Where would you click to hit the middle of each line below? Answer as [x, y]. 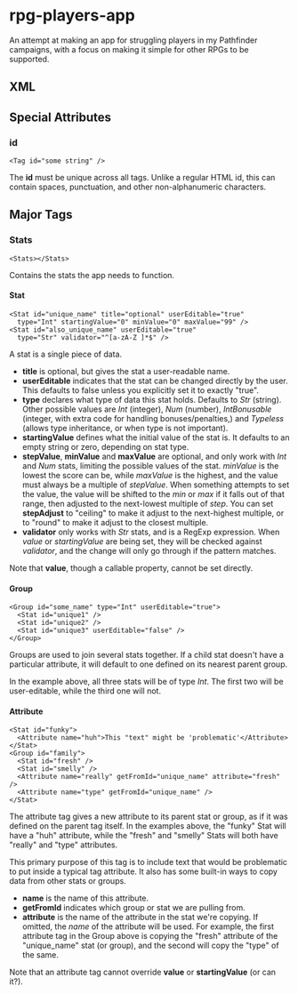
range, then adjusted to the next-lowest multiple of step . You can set [148, 503]
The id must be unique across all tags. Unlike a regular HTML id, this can [142, 178]
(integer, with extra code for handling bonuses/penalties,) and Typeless [153, 418]
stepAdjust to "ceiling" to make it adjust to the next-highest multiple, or [153, 513]
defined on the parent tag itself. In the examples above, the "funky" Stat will [148, 826]
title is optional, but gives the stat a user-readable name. [126, 371]
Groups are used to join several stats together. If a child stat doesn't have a [147, 655]
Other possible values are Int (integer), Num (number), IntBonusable [147, 409]
